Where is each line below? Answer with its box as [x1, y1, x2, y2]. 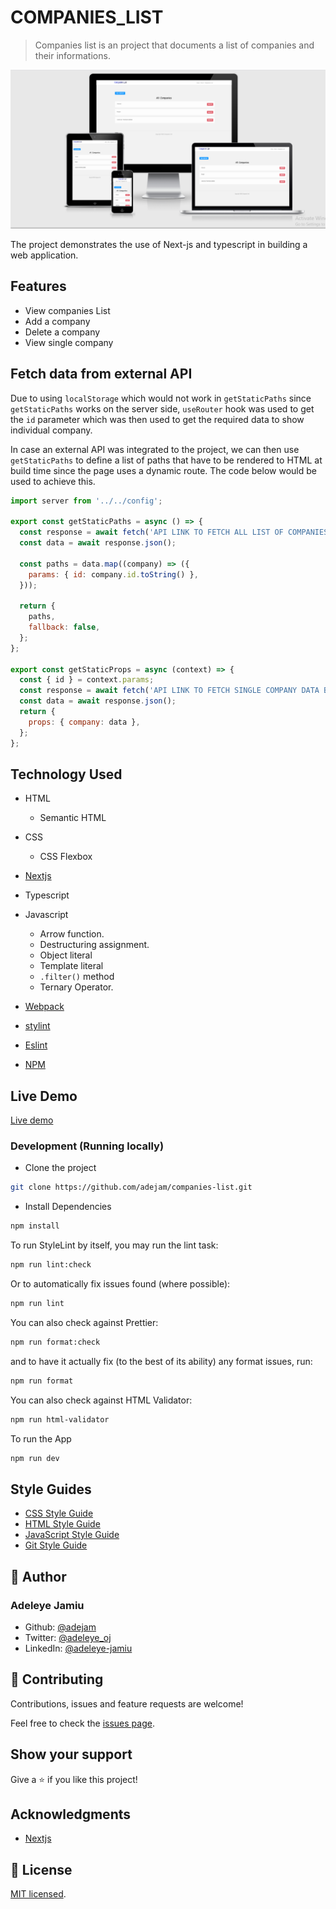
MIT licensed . [10, 1888, 67, 1900]
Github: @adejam [24, 1621, 97, 1633]
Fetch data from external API [10, 366, 193, 383]
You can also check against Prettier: [10, 1316, 159, 1328]
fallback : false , [28, 622, 101, 633]
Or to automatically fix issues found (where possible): [10, 1278, 231, 1290]
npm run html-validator [10, 1414, 110, 1425]
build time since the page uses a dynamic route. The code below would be [10, 464, 317, 476]
